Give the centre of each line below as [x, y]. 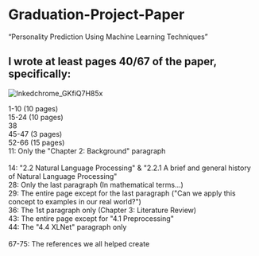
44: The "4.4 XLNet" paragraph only [68, 227]
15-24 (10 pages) [36, 117]
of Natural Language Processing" [63, 176]
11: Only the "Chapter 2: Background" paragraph [87, 151]
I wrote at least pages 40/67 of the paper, [112, 62]
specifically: [40, 74]
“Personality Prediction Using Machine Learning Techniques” [108, 37]
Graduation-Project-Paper [97, 15]
